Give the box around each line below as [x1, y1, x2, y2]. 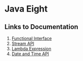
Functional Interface [11, 35, 52, 41]
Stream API [11, 41, 34, 46]
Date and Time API [11, 51, 50, 57]
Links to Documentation [4, 23, 79, 31]
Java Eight [4, 3, 48, 15]
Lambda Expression [11, 46, 51, 51]
